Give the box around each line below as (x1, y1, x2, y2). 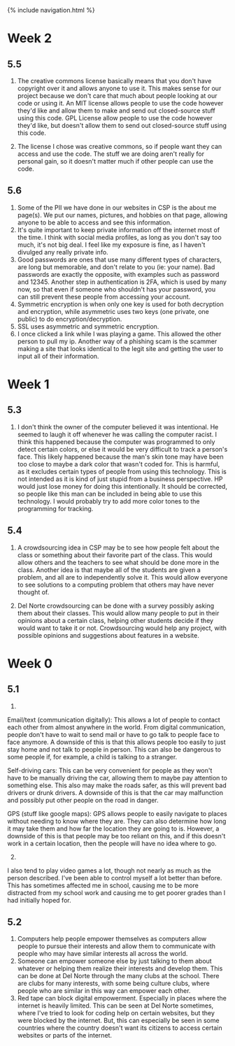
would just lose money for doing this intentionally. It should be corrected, (17, 482, 227, 490)
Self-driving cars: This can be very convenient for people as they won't (7, 766, 213, 775)
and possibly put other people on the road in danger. (7, 796, 159, 804)
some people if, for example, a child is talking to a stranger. (7, 752, 178, 761)
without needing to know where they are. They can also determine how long (7, 817, 227, 825)
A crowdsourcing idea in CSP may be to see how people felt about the (17, 543, 220, 552)
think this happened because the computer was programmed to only (17, 437, 215, 446)
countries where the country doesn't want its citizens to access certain (17, 1024, 222, 1032)
